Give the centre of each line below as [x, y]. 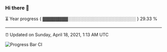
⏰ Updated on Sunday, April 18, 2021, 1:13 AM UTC [57, 35]
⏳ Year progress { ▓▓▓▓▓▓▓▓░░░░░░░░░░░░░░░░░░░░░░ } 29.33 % [81, 19]
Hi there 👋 [17, 8]
